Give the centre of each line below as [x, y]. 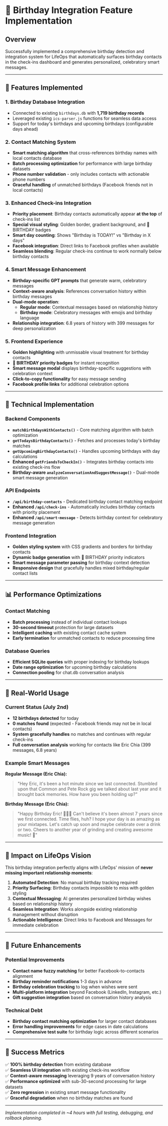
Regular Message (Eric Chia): [36, 774]
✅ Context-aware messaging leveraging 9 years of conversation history [80, 1075]
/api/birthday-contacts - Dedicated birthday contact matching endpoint [87, 501]
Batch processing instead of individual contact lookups [70, 622]
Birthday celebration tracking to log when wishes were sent [75, 987]
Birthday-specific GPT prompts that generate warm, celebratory [79, 280]
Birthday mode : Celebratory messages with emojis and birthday [86, 312]
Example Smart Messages [37, 763]
